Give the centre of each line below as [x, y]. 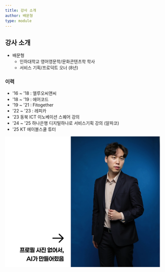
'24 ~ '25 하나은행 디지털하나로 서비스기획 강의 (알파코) [66, 123]
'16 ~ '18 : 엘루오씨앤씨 [34, 93]
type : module [18, 21]
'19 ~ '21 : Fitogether [33, 105]
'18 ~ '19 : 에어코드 [30, 100]
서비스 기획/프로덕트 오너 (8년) [49, 68]
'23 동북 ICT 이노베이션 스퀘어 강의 [46, 117]
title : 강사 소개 [21, 10]
